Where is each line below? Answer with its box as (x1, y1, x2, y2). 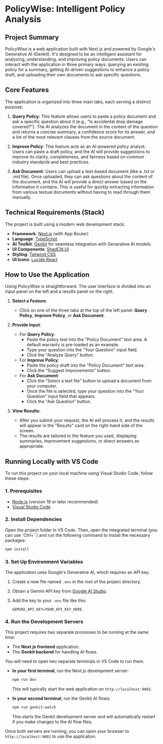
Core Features (5, 86, 49, 94)
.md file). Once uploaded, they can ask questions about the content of (12, 174, 153, 179)
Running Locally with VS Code (5, 457, 99, 465)
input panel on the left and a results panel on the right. (5, 288, 114, 295)
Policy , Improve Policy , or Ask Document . (19, 313, 105, 319)
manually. (12, 194, 32, 200)
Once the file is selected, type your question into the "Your (26, 388, 145, 394)
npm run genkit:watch (12, 705, 56, 710)
